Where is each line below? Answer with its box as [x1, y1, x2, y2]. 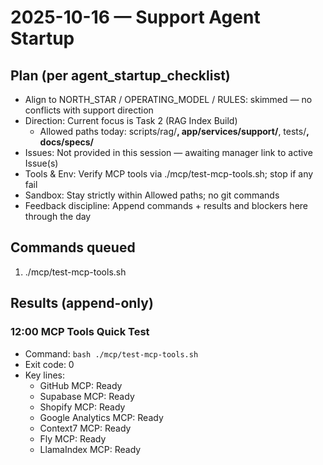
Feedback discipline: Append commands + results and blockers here [24, 200, 308, 211]
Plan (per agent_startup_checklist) [10, 67, 231, 84]
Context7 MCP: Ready [39, 422, 132, 434]
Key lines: [24, 369, 65, 381]
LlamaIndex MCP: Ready [39, 443, 142, 455]
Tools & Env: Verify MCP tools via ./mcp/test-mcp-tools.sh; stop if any [24, 168, 314, 180]
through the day [24, 211, 92, 222]
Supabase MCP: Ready [39, 390, 135, 402]
